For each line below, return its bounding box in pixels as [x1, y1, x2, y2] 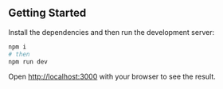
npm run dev [8, 57, 48, 66]
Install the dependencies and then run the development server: [8, 27, 215, 37]
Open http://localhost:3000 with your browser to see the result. [8, 72, 217, 82]
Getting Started [8, 6, 87, 20]
